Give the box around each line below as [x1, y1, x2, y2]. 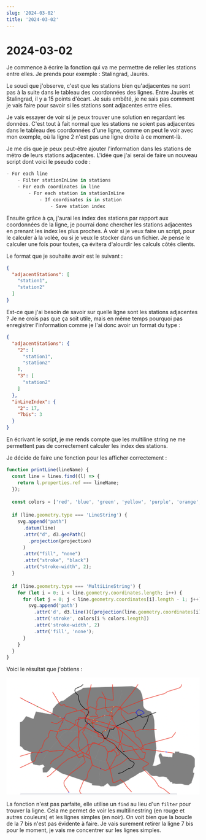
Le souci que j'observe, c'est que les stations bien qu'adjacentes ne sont [6, 82, 191, 90]
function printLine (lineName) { [6, 467, 89, 473]
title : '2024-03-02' [6, 16, 59, 23]
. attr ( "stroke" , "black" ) [22, 557, 89, 564]
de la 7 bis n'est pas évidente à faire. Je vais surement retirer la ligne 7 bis [6, 820, 194, 827]
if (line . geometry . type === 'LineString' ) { [12, 512, 128, 518]
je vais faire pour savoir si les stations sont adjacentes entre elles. [6, 102, 173, 109]
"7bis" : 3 [17, 412, 43, 418]
